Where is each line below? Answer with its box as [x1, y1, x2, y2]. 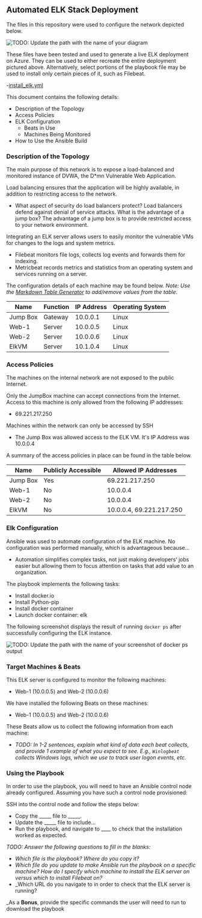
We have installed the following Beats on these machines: [6, 700, 149, 707]
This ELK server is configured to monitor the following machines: [6, 676, 167, 683]
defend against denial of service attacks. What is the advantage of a [14, 208, 185, 216]
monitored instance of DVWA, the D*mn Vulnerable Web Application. [6, 172, 176, 180]
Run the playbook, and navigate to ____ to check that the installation [14, 825, 182, 832]
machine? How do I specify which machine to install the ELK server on [14, 868, 190, 875]
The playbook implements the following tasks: [6, 580, 120, 587]
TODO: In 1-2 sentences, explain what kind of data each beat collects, [14, 741, 189, 748]
